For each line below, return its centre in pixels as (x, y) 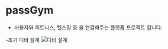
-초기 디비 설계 (22, 40)
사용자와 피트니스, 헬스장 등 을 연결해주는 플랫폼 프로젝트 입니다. (88, 27)
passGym (30, 10)
